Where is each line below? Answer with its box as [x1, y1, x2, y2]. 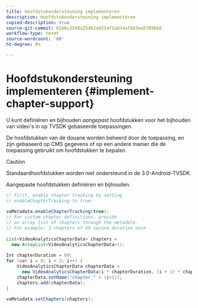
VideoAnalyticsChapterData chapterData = [16, 263, 120, 270]
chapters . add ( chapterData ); [16, 280, 85, 286]
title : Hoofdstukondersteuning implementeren [6, 8, 120, 15]
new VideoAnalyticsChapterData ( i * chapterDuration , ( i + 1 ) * [21, 269, 181, 275]
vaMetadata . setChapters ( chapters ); [6, 296, 94, 302]
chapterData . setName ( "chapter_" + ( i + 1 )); [16, 274, 123, 280]
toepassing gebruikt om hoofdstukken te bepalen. [6, 147, 127, 154]
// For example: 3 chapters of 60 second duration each [6, 225, 146, 231]
